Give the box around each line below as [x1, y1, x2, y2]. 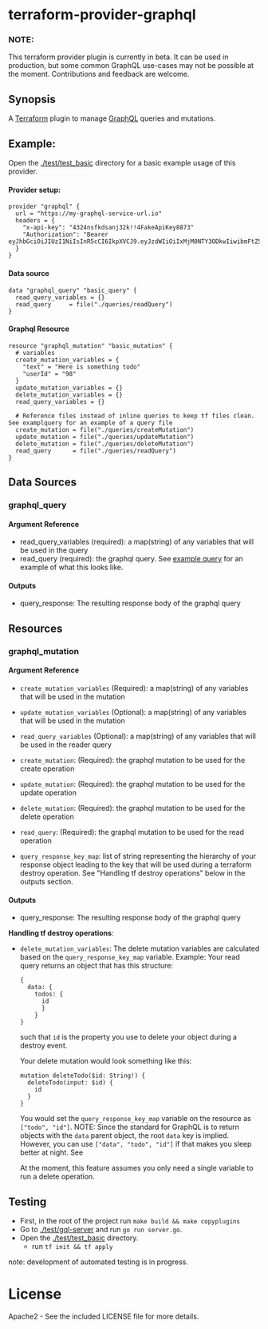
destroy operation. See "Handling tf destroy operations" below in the [19, 868, 246, 877]
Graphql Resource [8, 324, 70, 333]
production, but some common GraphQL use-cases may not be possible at [8, 61, 254, 70]
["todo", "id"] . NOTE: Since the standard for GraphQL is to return [19, 1122, 239, 1132]
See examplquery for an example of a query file [8, 418, 173, 427]
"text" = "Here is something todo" [22, 362, 141, 371]
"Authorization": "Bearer [22, 230, 109, 239]
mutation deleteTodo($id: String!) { [19, 1072, 146, 1080]
